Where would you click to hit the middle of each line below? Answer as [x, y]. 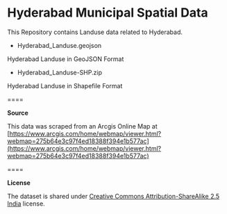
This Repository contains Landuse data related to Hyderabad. [95, 32]
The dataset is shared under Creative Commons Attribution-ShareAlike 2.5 [113, 196]
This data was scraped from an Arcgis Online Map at [82, 126]
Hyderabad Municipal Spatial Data [108, 13]
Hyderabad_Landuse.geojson [59, 45]
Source [18, 113]
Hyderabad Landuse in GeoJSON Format [66, 59]
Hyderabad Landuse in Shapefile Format [65, 85]
